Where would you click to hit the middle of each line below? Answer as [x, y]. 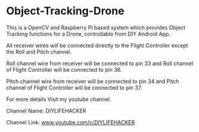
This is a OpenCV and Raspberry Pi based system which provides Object [96, 27]
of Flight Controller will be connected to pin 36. [64, 69]
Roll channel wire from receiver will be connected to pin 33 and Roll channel [100, 63]
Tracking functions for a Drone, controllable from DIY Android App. [88, 33]
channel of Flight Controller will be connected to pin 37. [74, 87]
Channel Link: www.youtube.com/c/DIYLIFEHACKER [71, 122]
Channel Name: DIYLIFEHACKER [46, 110]
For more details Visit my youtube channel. [59, 99]
